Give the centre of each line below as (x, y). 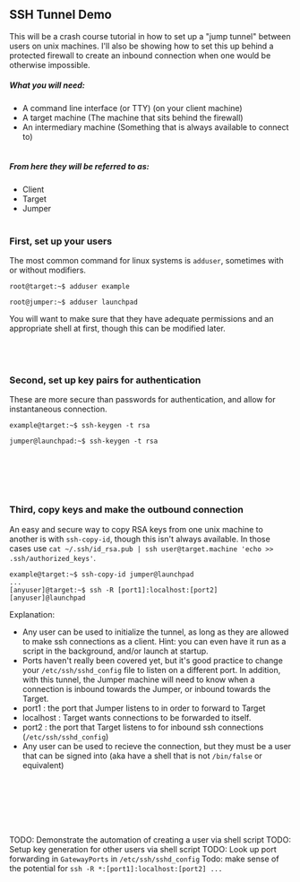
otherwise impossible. (50, 65)
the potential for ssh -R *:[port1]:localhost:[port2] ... (116, 868)
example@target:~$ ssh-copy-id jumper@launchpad (102, 574)
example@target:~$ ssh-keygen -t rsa (80, 426)
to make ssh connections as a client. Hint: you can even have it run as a (154, 641)
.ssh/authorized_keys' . (53, 558)
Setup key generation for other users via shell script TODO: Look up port (143, 849)
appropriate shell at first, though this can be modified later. (117, 329)
